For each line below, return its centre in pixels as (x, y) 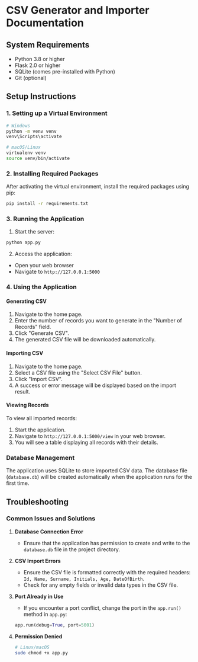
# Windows (18, 126)
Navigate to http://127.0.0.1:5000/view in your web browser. (90, 436)
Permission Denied (38, 636)
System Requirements (48, 45)
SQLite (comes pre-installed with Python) (65, 71)
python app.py (24, 243)
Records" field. (33, 327)
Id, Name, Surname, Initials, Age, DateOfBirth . (84, 578)
